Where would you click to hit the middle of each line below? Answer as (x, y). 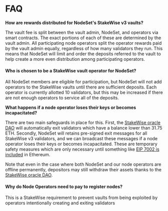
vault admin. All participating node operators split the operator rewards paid (83, 43)
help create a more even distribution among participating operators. (75, 59)
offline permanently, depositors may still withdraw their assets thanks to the (83, 170)
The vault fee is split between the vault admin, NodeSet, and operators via (82, 32)
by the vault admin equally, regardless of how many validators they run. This (84, 48)
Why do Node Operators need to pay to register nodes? (64, 186)
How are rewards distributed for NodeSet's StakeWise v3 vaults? (74, 23)
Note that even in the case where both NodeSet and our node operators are (83, 164)
